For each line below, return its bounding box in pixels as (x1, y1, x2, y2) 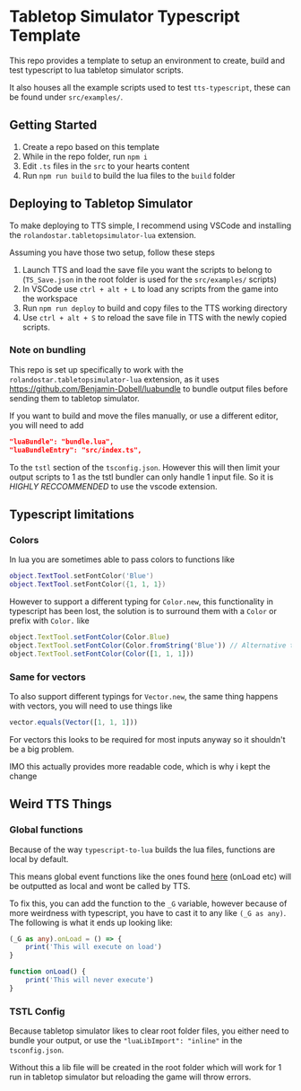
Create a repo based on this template (21, 141, 159, 152)
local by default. (9, 853, 69, 864)
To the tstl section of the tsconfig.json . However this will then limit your (9, 462, 280, 472)
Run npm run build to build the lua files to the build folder (21, 170, 236, 180)
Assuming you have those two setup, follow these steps (9, 247, 215, 258)
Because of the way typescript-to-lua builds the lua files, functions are (9, 844, 276, 855)
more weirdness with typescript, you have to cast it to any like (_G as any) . (9, 907, 287, 918)
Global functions (9, 823, 83, 836)
